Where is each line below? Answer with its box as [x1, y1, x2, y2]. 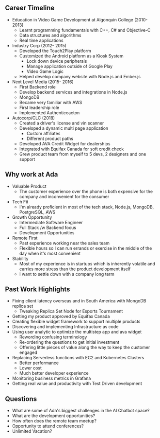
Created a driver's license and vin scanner [19, 120, 104, 126]
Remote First [12, 235, 38, 241]
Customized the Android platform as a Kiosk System [19, 53, 124, 59]
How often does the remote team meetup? [12, 418, 97, 424]
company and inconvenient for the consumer [19, 193, 110, 199]
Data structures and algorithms [19, 32, 81, 38]
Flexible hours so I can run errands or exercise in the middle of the [19, 245, 152, 251]
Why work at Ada [5, 170, 58, 179]
